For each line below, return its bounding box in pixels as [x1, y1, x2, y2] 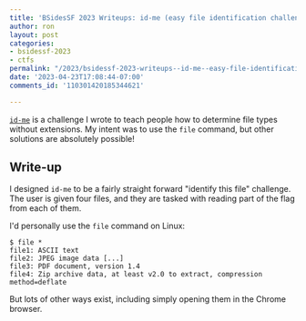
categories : [9, 38, 55, 48]
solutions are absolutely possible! [9, 133, 135, 144]
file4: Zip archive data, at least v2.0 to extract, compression [9, 270, 262, 279]
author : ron [9, 22, 55, 31]
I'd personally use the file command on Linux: [9, 220, 185, 232]
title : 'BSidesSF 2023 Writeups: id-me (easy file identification [9, 13, 267, 23]
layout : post [9, 30, 59, 39]
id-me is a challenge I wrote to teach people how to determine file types [9, 114, 278, 125]
